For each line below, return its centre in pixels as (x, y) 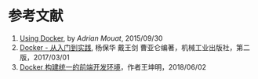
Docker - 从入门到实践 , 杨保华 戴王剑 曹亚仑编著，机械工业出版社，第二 (135, 47)
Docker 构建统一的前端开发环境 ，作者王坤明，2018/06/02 (113, 66)
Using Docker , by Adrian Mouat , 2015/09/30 (91, 38)
